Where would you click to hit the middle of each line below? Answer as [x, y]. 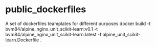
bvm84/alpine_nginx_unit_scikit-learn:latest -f [53, 34]
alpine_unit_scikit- [121, 34]
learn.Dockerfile [22, 40]
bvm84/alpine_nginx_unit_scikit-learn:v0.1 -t [52, 29]
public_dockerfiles [46, 9]
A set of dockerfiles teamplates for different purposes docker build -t [78, 24]
